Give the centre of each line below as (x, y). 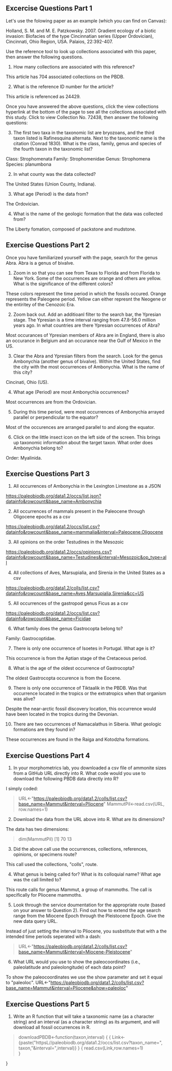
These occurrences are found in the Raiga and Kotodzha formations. (78, 739)
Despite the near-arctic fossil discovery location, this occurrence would (81, 709)
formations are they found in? (44, 730)
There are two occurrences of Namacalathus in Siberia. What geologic (87, 724)
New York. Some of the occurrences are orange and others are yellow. (87, 278)
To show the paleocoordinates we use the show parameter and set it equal (84, 977)
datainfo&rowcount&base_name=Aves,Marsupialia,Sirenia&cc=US (75, 594)
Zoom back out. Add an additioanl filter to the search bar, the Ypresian (87, 314)
